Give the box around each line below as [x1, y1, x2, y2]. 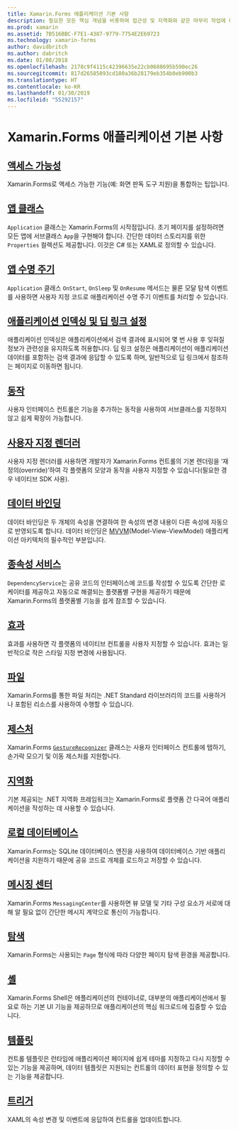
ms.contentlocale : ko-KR [7, 83, 81, 90]
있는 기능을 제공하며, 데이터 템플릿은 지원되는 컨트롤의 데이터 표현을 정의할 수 [7, 1063, 221, 1072]
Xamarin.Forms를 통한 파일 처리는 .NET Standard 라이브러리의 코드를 [7, 691, 202, 700]
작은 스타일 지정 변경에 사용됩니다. [31, 648, 127, 657]
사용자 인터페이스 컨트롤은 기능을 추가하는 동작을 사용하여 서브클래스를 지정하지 [7, 405, 227, 414]
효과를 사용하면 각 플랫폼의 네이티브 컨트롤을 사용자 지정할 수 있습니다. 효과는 [7, 639, 221, 647]
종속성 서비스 [7, 559, 62, 571]
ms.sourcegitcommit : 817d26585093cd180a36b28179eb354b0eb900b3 [7, 70, 198, 77]
